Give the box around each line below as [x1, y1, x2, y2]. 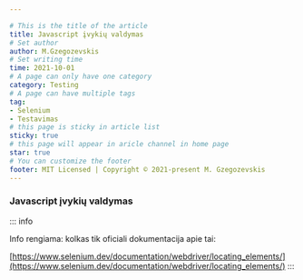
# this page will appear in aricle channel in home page [9, 140, 230, 149]
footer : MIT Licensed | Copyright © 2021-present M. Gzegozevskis [9, 165, 266, 174]
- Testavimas [9, 115, 59, 124]
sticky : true [9, 131, 59, 141]
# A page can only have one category [9, 72, 152, 82]
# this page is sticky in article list [9, 123, 161, 132]
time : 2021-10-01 [9, 64, 75, 73]
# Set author [9, 38, 59, 47]
